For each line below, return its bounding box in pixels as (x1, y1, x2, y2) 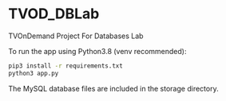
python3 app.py (8, 69, 59, 77)
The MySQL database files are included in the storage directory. (8, 84, 219, 93)
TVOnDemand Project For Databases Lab (8, 31, 144, 41)
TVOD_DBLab (8, 5, 100, 23)
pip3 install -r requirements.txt (8, 61, 124, 70)
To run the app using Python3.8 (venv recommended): (8, 46, 187, 56)
